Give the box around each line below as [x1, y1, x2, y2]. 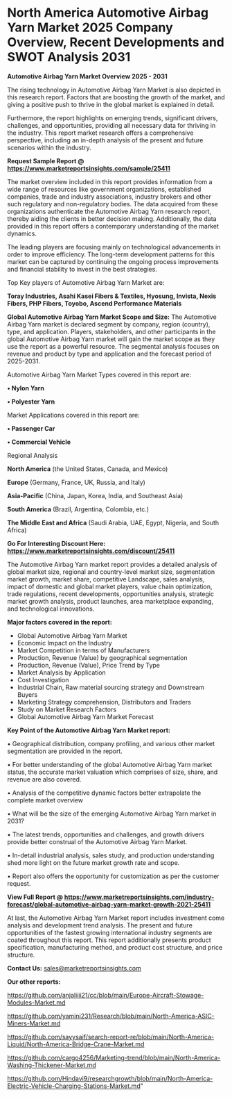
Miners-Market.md [7, 1019, 61, 1028]
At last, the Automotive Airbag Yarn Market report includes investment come [7, 914, 225, 922]
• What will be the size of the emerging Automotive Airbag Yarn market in [7, 809, 217, 818]
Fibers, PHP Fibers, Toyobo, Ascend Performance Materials [7, 299, 182, 307]
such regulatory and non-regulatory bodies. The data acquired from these [7, 199, 218, 208]
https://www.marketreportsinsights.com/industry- [64, 893, 215, 901]
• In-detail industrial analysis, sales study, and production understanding [7, 851, 215, 859]
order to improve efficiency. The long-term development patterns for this [7, 250, 215, 258]
